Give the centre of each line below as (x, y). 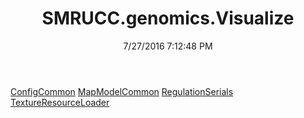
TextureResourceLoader (60, 102)
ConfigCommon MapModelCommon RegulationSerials (122, 91)
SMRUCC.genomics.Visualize (168, 18)
